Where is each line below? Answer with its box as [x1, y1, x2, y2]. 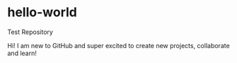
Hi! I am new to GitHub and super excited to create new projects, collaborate [7, 41, 230, 50]
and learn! [7, 49, 37, 57]
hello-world [7, 4, 78, 21]
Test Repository [7, 28, 53, 36]
